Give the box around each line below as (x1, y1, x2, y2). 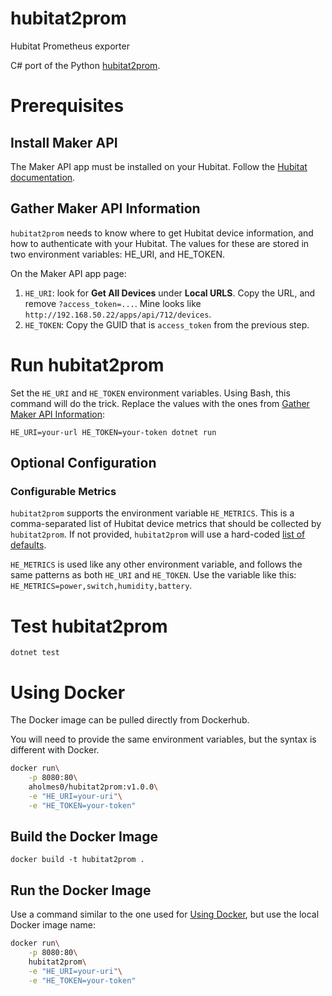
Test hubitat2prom (10, 615, 168, 637)
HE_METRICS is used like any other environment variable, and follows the (10, 558, 303, 571)
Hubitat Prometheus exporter (10, 40, 130, 52)
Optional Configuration (10, 455, 157, 472)
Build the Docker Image (10, 828, 159, 846)
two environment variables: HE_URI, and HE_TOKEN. (10, 248, 226, 260)
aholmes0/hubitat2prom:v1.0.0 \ (28, 782, 159, 792)
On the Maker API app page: (10, 267, 127, 279)
